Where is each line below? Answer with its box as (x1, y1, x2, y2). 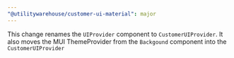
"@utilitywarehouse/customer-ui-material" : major (7, 10, 157, 18)
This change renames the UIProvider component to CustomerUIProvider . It (7, 30, 223, 38)
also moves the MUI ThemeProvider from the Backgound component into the (7, 37, 227, 46)
